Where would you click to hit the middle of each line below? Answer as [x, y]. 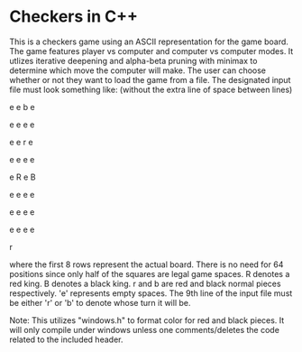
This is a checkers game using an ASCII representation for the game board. [149, 42]
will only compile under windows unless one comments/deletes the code [144, 329]
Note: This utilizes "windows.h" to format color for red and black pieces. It [147, 320]
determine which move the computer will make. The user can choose [138, 70]
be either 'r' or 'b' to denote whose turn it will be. [100, 302]
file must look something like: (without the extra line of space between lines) [151, 89]
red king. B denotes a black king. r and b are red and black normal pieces [145, 283]
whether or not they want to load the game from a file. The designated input [150, 79]
